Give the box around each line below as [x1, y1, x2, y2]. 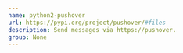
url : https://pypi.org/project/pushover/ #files [8, 19, 167, 26]
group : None [8, 33, 47, 41]
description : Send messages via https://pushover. [8, 26, 177, 34]
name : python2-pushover [8, 11, 86, 19]
